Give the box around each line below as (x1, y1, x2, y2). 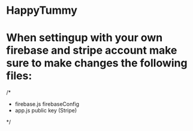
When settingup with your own (6, 31, 163, 45)
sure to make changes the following (6, 56, 188, 70)
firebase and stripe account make (6, 44, 177, 57)
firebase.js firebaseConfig (14, 100, 80, 108)
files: (6, 69, 32, 83)
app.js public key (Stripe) (14, 107, 77, 114)
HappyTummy (6, 4, 78, 17)
